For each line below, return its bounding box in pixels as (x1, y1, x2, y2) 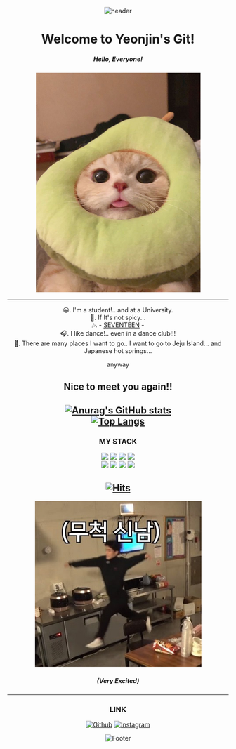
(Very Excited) (96, 676, 140, 684)
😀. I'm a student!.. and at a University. (63, 306, 173, 314)
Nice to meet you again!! (63, 380, 173, 392)
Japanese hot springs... (84, 347, 152, 355)
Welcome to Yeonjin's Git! (41, 32, 195, 47)
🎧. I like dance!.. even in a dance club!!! (60, 329, 176, 338)
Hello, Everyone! (93, 55, 143, 63)
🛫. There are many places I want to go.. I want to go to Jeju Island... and (14, 339, 222, 347)
